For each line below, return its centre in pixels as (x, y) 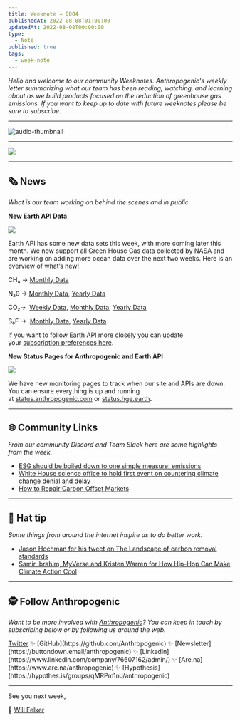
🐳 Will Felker (26, 710)
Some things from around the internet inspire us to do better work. (105, 535)
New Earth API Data (38, 216)
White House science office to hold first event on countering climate (119, 474)
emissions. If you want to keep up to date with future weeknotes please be (118, 103)
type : (16, 34)
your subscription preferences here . (61, 342)
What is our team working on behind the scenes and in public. (99, 202)
